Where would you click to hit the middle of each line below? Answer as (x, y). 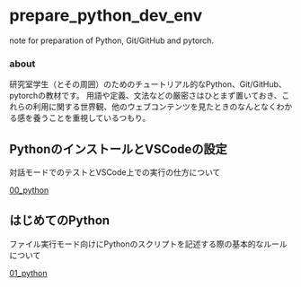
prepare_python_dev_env (106, 16)
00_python (29, 190)
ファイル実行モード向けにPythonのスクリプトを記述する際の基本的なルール (148, 244)
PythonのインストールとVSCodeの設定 (118, 149)
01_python (28, 273)
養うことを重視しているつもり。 (92, 118)
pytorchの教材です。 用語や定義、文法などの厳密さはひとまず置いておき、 (146, 96)
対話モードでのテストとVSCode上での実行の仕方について (115, 172)
